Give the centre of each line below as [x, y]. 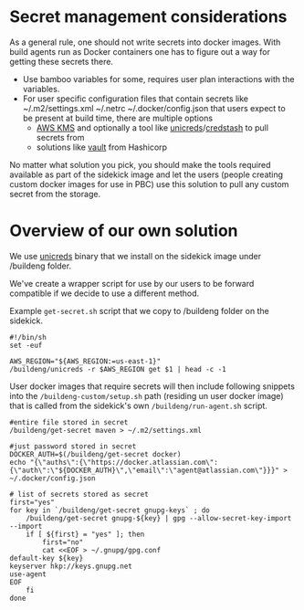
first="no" [63, 542]
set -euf [26, 345]
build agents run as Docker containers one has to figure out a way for [140, 51]
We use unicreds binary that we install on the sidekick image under [136, 256]
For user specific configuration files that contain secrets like [136, 99]
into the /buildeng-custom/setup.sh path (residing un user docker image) [147, 395]
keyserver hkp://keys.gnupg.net [71, 566]
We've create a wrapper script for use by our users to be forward [132, 283]
